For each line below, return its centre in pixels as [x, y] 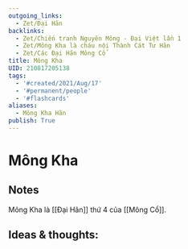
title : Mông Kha [35, 61]
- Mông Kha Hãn [41, 114]
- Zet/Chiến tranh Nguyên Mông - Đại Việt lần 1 [98, 38]
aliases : [23, 106]
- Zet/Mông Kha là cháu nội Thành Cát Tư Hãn [93, 46]
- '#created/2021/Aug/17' [59, 83]
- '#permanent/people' [53, 91]
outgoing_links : [35, 16]
